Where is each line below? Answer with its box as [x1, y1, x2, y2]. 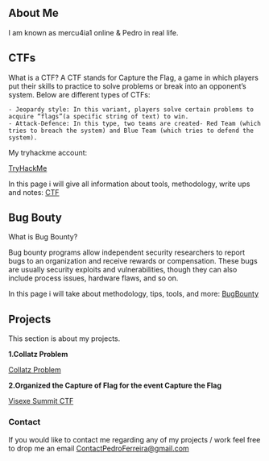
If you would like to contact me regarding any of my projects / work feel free [8, 434, 261, 444]
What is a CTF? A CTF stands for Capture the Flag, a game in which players [8, 73, 259, 82]
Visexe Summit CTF [8, 397, 74, 406]
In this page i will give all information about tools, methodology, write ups [8, 179, 250, 189]
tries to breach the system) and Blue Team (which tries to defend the [8, 127, 254, 135]
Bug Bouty [8, 211, 62, 225]
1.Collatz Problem [8, 350, 68, 359]
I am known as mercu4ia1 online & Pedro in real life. [8, 27, 179, 37]
